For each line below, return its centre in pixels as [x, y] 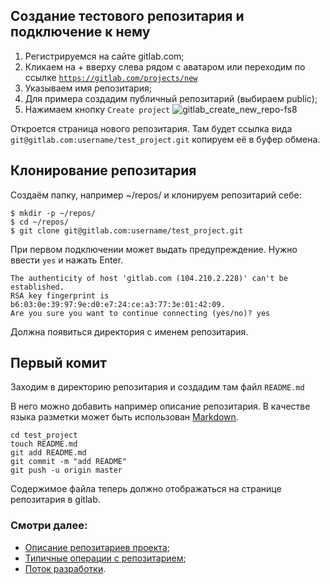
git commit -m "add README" [69, 462]
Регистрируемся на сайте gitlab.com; [104, 56]
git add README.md [48, 453]
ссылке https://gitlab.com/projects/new [111, 77]
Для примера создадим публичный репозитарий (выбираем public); [171, 98]
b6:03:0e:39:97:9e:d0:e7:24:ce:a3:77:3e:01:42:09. [118, 304]
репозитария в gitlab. [55, 500]
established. [37, 287]
